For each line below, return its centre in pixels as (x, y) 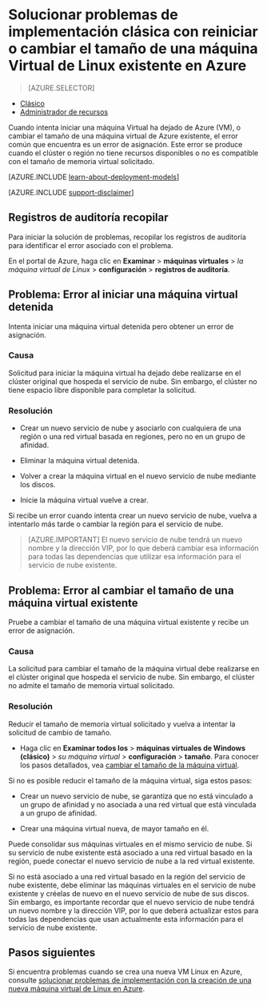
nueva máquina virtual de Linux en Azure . (77, 989)
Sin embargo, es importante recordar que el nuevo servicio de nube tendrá (132, 902)
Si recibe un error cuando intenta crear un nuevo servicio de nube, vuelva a (133, 516)
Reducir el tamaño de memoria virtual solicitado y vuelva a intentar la (122, 724)
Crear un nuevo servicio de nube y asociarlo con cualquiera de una (130, 428)
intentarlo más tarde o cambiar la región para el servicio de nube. (116, 524)
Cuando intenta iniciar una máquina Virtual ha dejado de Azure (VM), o (125, 127)
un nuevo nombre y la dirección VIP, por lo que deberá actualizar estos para (133, 911)
